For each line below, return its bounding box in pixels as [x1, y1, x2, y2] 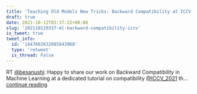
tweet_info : [6, 36, 35, 42]
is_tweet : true [6, 31, 44, 36]
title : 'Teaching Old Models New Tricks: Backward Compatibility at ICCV [6, 8, 192, 15]
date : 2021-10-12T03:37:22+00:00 [6, 19, 88, 25]
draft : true [6, 14, 35, 20]
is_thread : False [11, 52, 54, 58]
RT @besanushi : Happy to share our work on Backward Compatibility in [6, 68, 180, 75]
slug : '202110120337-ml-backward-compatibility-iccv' [6, 25, 142, 31]
